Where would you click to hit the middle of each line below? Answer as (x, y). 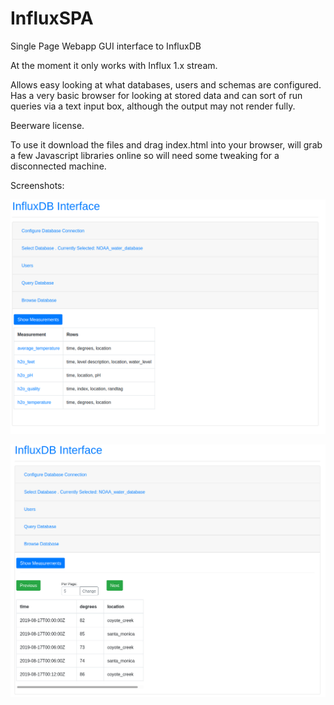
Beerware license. (47, 125)
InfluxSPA (52, 18)
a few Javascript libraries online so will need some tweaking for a (145, 155)
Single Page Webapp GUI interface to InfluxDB (106, 46)
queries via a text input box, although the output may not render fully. (153, 106)
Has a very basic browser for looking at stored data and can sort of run (156, 95)
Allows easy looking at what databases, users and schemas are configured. (166, 84)
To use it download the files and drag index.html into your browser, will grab (166, 144)
